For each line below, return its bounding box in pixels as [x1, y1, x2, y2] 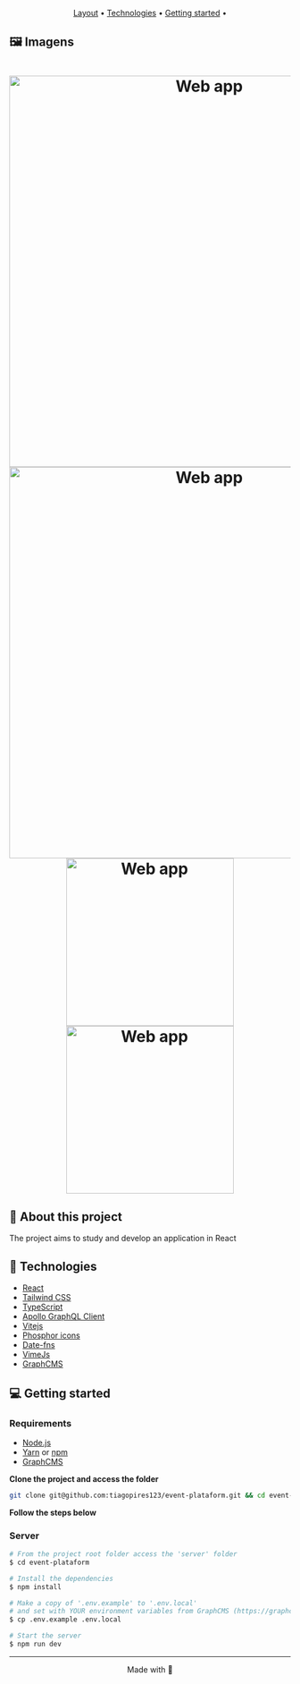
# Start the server [9, 1631, 82, 1640]
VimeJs [21, 1350, 51, 1360]
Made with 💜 [126, 1663, 173, 1675]
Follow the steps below [9, 1507, 96, 1518]
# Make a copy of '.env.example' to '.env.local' [9, 1598, 198, 1608]
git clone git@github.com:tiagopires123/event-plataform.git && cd [9, 1491, 266, 1500]
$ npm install [9, 1582, 62, 1591]
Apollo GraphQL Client [21, 1311, 105, 1322]
